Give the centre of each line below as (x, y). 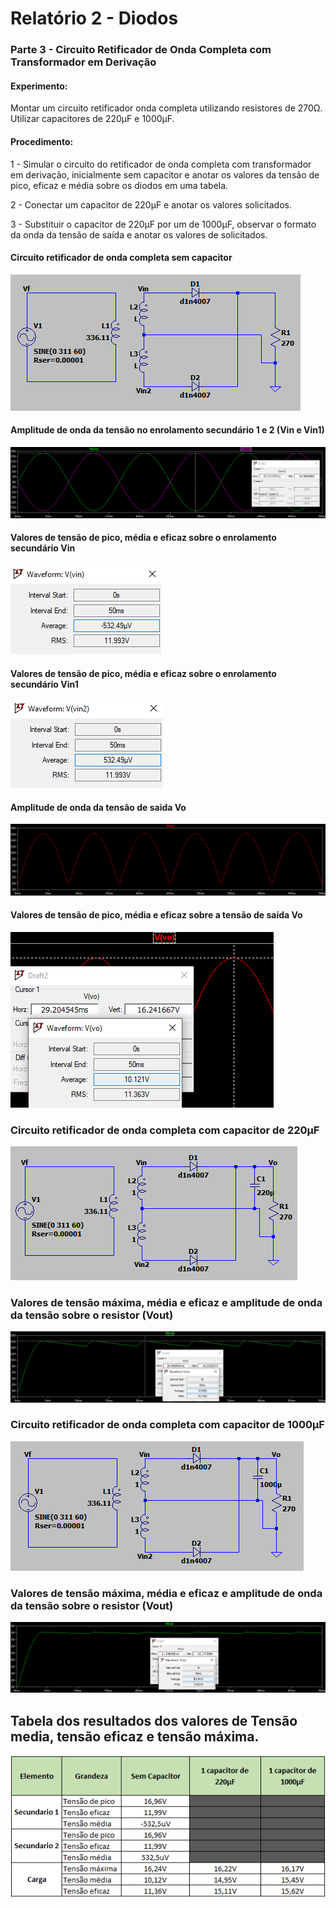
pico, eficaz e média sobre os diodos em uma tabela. (119, 185)
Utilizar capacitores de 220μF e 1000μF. (92, 119)
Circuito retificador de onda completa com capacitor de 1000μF (167, 1425)
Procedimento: (42, 141)
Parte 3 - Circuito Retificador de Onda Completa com (141, 50)
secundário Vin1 (44, 684)
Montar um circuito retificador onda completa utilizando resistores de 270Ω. (166, 108)
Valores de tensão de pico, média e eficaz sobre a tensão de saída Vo (156, 915)
